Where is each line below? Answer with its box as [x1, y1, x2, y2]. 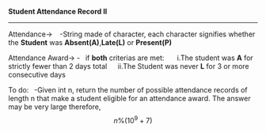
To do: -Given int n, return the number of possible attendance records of [8, 85, 248, 94]
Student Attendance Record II [8, 7, 108, 16]
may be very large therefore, [8, 102, 101, 111]
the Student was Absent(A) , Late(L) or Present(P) [8, 38, 173, 47]
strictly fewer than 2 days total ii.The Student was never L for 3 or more [8, 62, 249, 70]
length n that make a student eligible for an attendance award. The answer [8, 94, 251, 103]
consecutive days [8, 70, 66, 79]
